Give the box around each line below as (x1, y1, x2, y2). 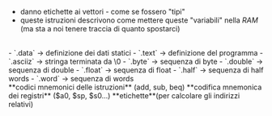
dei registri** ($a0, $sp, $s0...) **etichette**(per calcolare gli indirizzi (8, 91, 240, 100)
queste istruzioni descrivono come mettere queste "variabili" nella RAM (19, 15, 259, 25)
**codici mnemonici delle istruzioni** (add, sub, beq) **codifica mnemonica (8, 82, 262, 92)
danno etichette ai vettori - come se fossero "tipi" (19, 7, 185, 16)
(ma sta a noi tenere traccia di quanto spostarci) (19, 24, 181, 33)
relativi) (8, 100, 34, 109)
